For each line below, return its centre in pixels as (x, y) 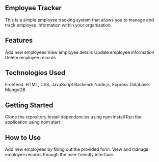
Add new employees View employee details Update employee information (80, 52)
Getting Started (29, 105)
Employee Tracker (34, 8)
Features (19, 40)
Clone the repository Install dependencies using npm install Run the (73, 117)
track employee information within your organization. (58, 25)
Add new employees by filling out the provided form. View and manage (77, 149)
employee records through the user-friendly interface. (60, 155)
